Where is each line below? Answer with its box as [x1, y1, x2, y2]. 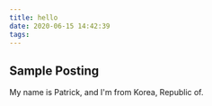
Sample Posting [9, 63, 100, 78]
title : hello [9, 13, 58, 22]
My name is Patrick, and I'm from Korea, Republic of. [9, 87, 204, 98]
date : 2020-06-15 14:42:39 [9, 22, 110, 31]
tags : [9, 30, 30, 39]
